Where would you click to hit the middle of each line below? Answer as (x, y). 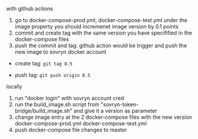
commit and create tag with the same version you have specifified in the (103, 33)
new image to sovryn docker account (61, 52)
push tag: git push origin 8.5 (52, 75)
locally (14, 87)
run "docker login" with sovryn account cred (69, 98)
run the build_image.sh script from (57, 104)
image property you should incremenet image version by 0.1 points (97, 27)
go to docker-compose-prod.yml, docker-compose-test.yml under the (101, 20)
